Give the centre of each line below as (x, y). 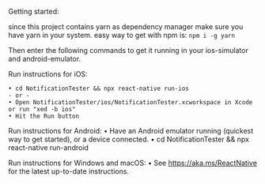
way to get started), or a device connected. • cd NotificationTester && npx (129, 139)
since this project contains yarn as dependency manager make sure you (126, 26)
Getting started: (34, 11)
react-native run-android (49, 148)
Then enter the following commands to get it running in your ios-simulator (129, 50)
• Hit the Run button (44, 116)
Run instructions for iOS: (48, 74)
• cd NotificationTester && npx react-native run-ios (99, 88)
